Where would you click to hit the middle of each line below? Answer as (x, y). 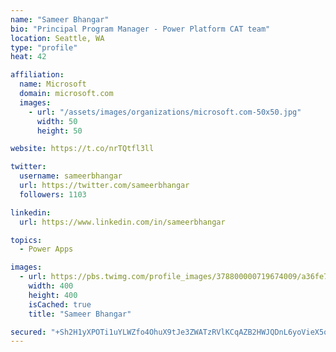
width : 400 (51, 286)
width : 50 (57, 121)
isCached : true (60, 304)
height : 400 (53, 295)
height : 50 (59, 131)
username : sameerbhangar (71, 176)
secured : (28, 332)
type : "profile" (44, 47)
